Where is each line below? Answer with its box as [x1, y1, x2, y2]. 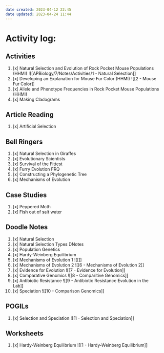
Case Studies [5, 191, 47, 199]
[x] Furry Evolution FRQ [12, 166, 60, 172]
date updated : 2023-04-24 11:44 [5, 12, 71, 17]
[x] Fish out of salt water [12, 209, 62, 215]
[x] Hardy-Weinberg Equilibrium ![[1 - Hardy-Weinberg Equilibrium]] [12, 342, 148, 348]
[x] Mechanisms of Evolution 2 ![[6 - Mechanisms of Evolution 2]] [12, 262, 144, 268]
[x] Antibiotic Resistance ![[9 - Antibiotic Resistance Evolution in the [12, 277, 149, 284]
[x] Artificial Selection [12, 123, 57, 130]
